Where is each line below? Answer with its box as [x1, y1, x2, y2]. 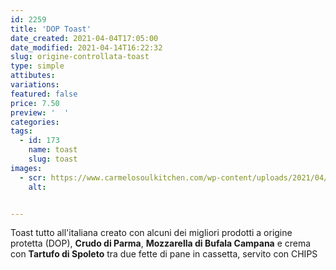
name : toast [28, 145, 78, 155]
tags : [10, 126, 33, 136]
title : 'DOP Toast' [10, 24, 92, 34]
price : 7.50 [10, 98, 60, 108]
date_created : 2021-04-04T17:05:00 [10, 33, 159, 43]
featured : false [10, 89, 78, 99]
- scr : [19, 172, 47, 183]
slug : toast [28, 154, 78, 164]
